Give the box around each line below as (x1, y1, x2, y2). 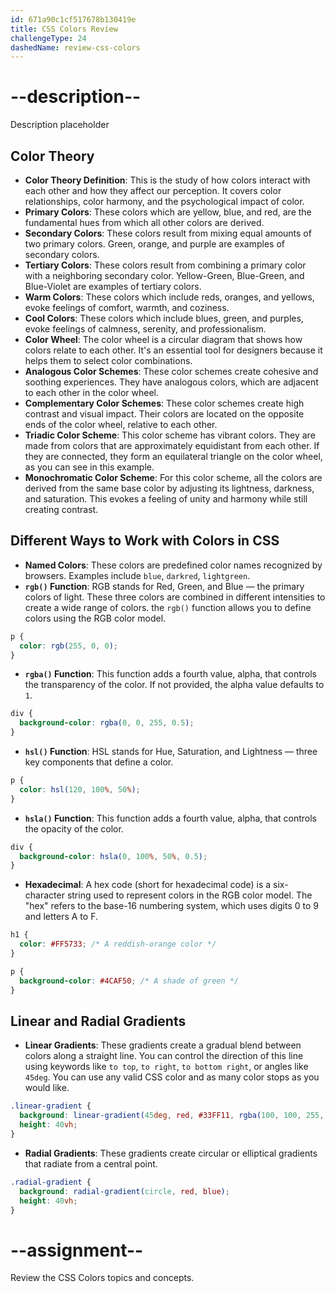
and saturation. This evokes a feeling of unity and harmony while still (24, 493, 308, 505)
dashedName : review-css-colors (10, 42, 141, 53)
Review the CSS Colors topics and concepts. (10, 1272, 195, 1284)
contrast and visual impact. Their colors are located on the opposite (24, 408, 305, 420)
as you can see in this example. (24, 461, 155, 473)
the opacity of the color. (24, 822, 124, 835)
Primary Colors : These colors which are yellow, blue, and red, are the (24, 206, 312, 218)
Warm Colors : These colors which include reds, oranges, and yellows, (24, 291, 315, 303)
